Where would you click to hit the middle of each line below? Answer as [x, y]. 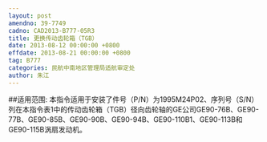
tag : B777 [25, 61]
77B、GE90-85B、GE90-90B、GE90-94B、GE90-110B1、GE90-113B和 [125, 119]
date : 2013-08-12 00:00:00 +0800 [64, 46]
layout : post [30, 16]
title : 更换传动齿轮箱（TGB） [53, 38]
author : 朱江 [29, 75]
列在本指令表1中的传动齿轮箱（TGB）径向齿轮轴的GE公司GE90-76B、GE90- [133, 109]
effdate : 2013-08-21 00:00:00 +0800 [69, 53]
